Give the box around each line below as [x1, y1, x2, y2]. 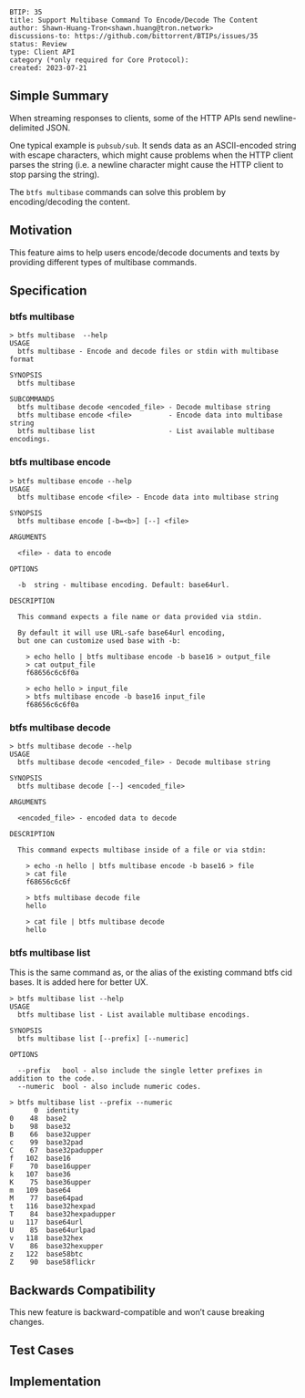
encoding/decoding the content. [9, 196, 130, 207]
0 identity [33, 1106, 79, 1115]
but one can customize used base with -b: [17, 636, 181, 646]
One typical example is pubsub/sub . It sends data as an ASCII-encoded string [9, 140, 297, 150]
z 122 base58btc [9, 1249, 84, 1259]
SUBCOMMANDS [9, 395, 55, 404]
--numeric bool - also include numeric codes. [17, 1082, 202, 1092]
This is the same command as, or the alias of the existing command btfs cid [9, 967, 293, 979]
